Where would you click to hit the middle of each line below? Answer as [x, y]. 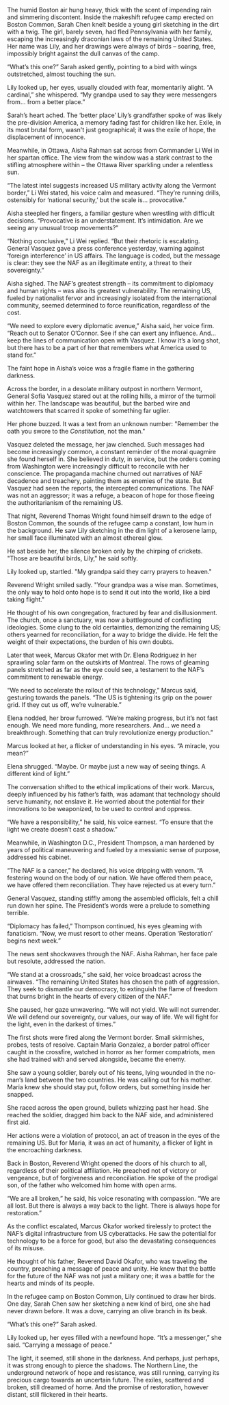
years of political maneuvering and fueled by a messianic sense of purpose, [114, 850]
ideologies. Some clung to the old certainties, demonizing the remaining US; [114, 627]
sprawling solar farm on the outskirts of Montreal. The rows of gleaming [108, 662]
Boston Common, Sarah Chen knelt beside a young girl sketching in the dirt [113, 24]
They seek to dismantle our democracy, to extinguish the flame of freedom [112, 989]
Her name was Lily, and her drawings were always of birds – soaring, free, [111, 46]
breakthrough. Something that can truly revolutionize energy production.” [110, 733]
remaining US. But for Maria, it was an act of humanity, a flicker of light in [110, 1143]
